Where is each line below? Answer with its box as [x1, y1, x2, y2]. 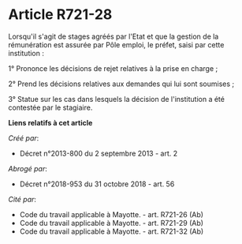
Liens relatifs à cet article [8, 118, 93, 127]
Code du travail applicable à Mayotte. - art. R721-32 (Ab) [19, 227, 204, 236]
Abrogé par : [8, 163, 47, 173]
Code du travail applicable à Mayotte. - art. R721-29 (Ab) [19, 218, 203, 227]
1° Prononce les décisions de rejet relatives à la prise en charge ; [8, 63, 218, 73]
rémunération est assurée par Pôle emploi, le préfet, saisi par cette [8, 39, 225, 49]
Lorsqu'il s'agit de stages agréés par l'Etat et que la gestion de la [8, 32, 219, 41]
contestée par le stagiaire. [8, 103, 93, 112]
